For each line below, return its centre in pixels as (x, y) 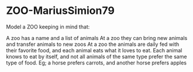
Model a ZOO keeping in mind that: (48, 27)
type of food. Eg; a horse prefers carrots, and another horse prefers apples (96, 63)
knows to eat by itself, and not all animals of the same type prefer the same (96, 56)
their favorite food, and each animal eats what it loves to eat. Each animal (94, 50)
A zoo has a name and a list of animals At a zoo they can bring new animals (97, 38)
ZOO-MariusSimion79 (61, 11)
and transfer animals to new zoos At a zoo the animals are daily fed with (93, 44)
